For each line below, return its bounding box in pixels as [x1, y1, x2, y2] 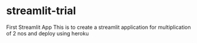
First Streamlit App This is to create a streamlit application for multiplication [6, 24, 191, 31]
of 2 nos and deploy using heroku [6, 29, 89, 37]
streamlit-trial [6, 4, 76, 18]
